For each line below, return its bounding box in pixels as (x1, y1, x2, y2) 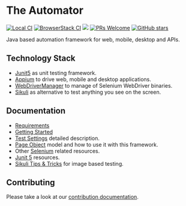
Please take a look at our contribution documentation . (6, 193, 139, 201)
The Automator (6, 4, 84, 17)
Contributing (6, 177, 55, 187)
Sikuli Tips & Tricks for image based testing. (14, 160, 124, 167)
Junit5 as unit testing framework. (14, 69, 97, 76)
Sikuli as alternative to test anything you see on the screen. (14, 88, 161, 95)
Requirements (14, 121, 50, 129)
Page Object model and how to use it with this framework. (14, 141, 158, 148)
